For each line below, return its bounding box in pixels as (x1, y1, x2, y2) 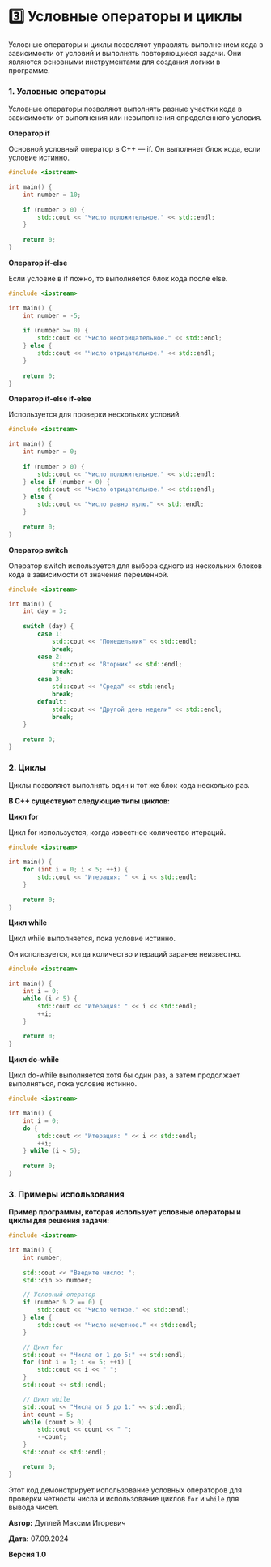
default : (37, 697, 67, 706)
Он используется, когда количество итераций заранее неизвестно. (8, 949, 242, 959)
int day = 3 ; (23, 607, 67, 615)
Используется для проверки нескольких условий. (8, 409, 182, 419)
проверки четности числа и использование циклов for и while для (8, 1493, 239, 1503)
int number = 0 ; (23, 447, 78, 456)
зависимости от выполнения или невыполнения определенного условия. (8, 113, 263, 122)
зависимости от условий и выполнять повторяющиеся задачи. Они (8, 48, 242, 58)
